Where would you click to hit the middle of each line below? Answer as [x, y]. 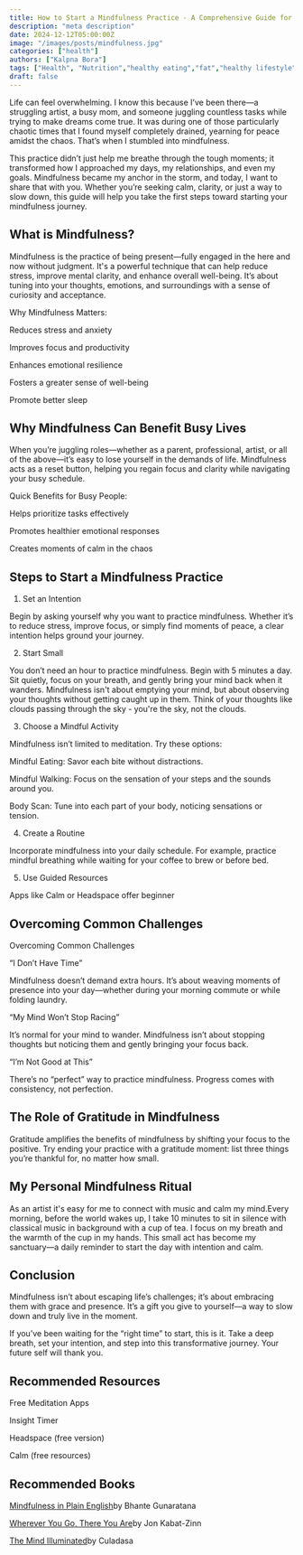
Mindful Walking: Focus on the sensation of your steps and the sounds [140, 779]
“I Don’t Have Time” [46, 963]
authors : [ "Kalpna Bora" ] [58, 60]
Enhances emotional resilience [66, 365]
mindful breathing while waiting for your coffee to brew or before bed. [139, 860]
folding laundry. [38, 1000]
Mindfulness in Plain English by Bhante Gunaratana [103, 1506]
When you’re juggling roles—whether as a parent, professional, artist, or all [148, 450]
